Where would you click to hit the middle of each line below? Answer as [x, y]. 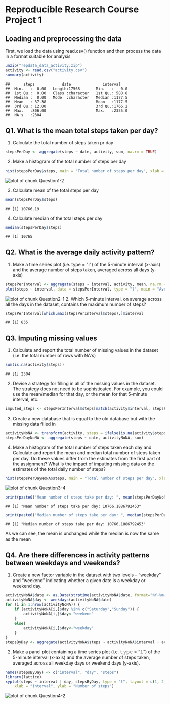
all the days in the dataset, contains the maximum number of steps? [76, 304]
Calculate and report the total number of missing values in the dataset [85, 350]
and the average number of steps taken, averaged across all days [81, 270]
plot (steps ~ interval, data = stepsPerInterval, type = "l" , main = [80, 289]
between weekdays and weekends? [63, 563]
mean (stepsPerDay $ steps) [31, 200]
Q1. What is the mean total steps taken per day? [82, 131]
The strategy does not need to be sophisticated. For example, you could [88, 389]
